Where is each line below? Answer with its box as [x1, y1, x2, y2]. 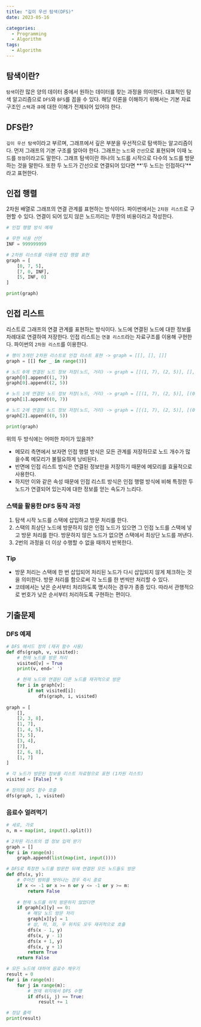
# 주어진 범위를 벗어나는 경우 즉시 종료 [17, 877, 102, 883]
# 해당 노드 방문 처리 [28, 910, 74, 916]
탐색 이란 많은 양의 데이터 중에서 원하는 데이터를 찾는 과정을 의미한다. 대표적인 [6, 88, 185, 95]
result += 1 [38, 999, 68, 1005]
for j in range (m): [17, 982, 66, 988]
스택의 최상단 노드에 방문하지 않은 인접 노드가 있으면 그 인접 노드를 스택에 [14, 524, 186, 531]
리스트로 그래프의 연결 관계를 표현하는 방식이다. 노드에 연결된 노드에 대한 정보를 [6, 326, 191, 333]
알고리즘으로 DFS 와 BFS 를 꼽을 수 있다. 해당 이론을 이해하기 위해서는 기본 [12, 95, 180, 102]
